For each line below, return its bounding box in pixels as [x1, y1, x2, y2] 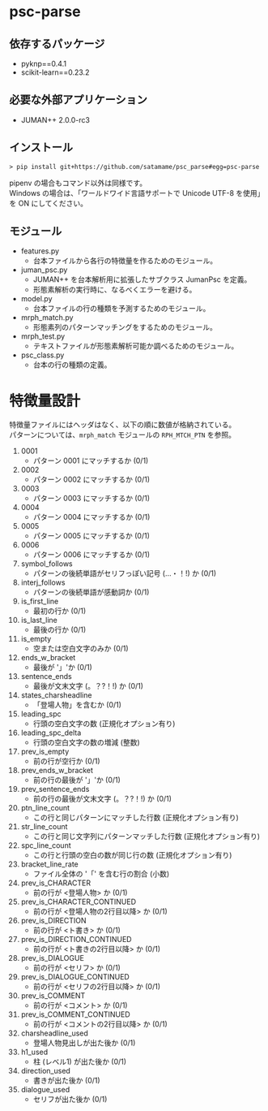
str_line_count [20, 822, 68, 832]
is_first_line [20, 596, 59, 607]
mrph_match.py [20, 313, 74, 322]
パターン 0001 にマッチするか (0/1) [32, 456, 149, 465]
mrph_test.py [20, 331, 66, 341]
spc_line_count [20, 841, 71, 850]
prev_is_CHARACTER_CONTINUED [20, 897, 137, 907]
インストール [9, 140, 74, 154]
